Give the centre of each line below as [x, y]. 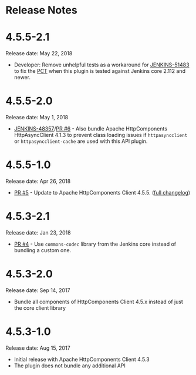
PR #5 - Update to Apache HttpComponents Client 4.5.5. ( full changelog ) [102, 192]
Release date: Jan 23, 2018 [38, 232]
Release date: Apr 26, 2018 [38, 181]
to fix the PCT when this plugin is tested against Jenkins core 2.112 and [100, 71]
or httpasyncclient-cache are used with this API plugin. [81, 141]
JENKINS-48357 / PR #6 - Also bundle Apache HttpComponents [91, 129]
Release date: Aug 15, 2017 [38, 348]
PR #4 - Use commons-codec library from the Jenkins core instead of [95, 244]
